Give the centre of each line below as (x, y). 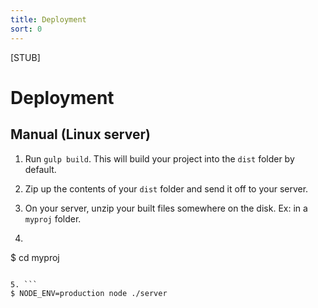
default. (40, 169)
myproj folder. (53, 218)
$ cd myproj (35, 257)
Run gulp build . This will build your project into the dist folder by (159, 158)
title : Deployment (48, 19)
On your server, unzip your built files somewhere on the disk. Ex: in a (166, 208)
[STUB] (25, 57)
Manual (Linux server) (80, 134)
